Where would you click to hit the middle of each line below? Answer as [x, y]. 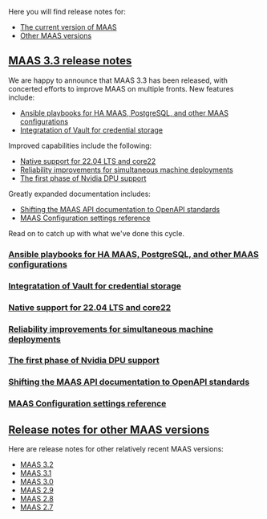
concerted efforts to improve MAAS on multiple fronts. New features [121, 88]
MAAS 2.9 [37, 490]
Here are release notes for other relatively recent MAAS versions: [116, 449]
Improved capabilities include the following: [80, 145]
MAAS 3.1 [36, 473]
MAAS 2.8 [36, 499]
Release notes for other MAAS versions [109, 429]
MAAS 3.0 [36, 482]
